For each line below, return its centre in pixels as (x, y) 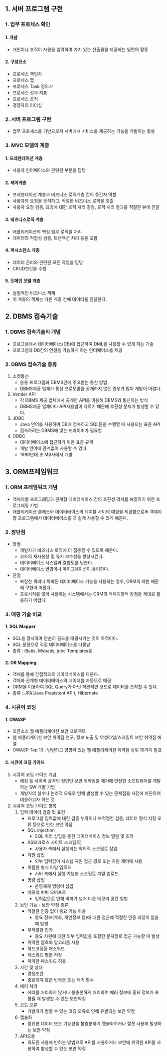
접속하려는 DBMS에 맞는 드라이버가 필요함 (61, 430)
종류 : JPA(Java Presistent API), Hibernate (55, 693)
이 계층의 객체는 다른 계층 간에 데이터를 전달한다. (60, 299)
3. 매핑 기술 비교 (24, 614)
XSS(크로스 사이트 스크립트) (55, 842)
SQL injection (41, 830)
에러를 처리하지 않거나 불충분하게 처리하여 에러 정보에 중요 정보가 (90, 992)
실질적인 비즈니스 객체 (34, 293)
